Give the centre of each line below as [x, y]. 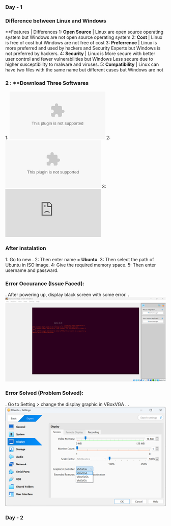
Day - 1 [14, 7]
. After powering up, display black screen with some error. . [67, 295]
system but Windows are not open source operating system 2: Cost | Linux [84, 37]
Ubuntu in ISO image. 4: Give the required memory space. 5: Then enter [81, 265]
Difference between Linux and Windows [56, 20]
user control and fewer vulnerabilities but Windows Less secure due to [79, 59]
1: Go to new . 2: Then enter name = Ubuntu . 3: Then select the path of [80, 259]
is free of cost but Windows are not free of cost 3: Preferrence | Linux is [81, 43]
